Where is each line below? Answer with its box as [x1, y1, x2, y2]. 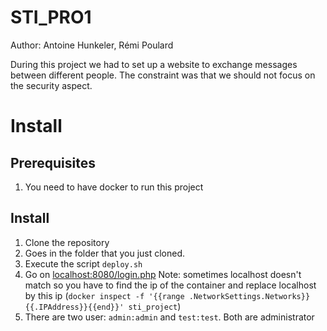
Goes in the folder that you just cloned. [24, 247, 186, 259]
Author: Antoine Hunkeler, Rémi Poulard [10, 39, 174, 51]
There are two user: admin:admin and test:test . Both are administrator [24, 311, 315, 323]
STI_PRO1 [10, 6, 92, 29]
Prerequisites [10, 154, 96, 171]
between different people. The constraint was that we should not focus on [10, 69, 316, 81]
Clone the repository [24, 236, 110, 248]
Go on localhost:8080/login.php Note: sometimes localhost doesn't [24, 268, 302, 280]
